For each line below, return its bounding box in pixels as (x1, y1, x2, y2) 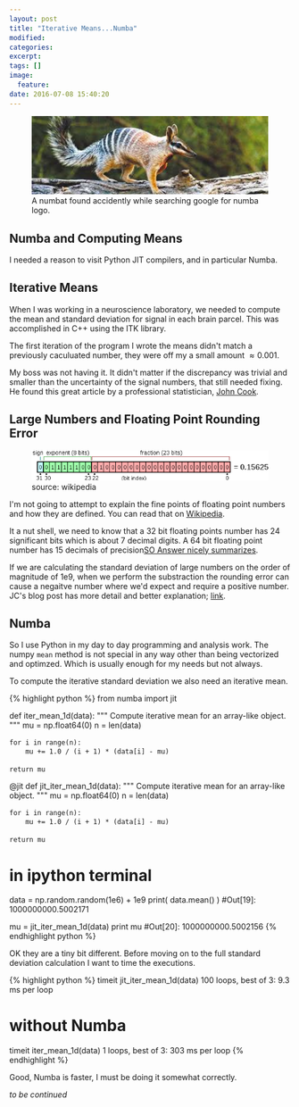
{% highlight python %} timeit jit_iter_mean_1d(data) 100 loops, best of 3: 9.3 (9, 975, 290, 986)
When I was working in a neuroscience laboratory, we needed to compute (9, 304, 281, 314)
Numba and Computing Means (9, 230, 183, 246)
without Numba (9, 1016, 127, 1036)
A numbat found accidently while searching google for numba (31, 196, 259, 206)
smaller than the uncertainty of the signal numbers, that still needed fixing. (9, 376, 283, 387)
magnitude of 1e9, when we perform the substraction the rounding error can (9, 571, 290, 582)
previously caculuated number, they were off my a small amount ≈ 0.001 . (9, 349, 279, 361)
